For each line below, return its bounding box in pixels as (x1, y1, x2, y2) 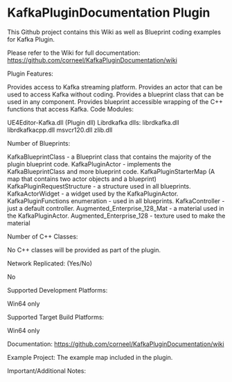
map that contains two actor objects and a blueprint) (7, 175, 157, 183)
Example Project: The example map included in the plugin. (7, 353, 173, 361)
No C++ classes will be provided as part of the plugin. (7, 245, 161, 254)
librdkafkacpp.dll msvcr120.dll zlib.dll (7, 125, 113, 134)
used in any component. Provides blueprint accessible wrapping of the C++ (7, 97, 223, 105)
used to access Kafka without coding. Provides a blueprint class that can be (7, 90, 224, 98)
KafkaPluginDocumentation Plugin (7, 5, 211, 21)
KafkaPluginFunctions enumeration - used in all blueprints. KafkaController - (7, 196, 225, 205)
